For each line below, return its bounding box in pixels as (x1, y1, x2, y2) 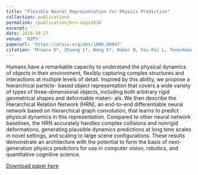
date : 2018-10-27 (6, 31, 49, 37)
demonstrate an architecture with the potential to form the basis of (6, 138, 167, 145)
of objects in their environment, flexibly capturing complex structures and (6, 69, 184, 77)
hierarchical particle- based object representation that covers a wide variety (6, 82, 191, 89)
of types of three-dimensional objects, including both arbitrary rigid (6, 88, 170, 95)
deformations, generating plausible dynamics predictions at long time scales (6, 126, 192, 133)
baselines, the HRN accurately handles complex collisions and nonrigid (6, 119, 179, 127)
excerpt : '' (6, 25, 35, 31)
